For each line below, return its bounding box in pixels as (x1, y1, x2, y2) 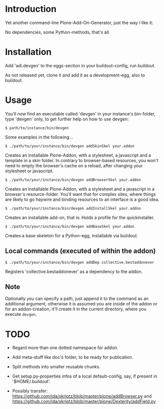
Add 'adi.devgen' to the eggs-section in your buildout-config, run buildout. (5, 62, 156, 68)
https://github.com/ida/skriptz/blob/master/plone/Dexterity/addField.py (12, 399, 156, 405)
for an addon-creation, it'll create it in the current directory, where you (5, 306, 147, 312)
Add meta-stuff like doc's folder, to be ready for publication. (12, 354, 134, 360)
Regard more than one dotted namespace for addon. (12, 345, 118, 351)
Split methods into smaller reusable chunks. (12, 364, 101, 370)
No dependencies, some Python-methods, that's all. (5, 29, 110, 35)
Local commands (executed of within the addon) (5, 247, 156, 255)
